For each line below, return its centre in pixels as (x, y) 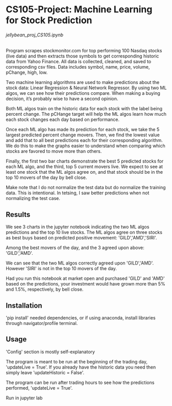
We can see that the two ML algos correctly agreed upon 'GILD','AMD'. (80, 263)
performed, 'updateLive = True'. (39, 388)
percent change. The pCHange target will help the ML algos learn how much (86, 114)
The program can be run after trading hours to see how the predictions (80, 382)
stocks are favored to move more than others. (54, 151)
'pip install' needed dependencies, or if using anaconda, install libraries (81, 318)
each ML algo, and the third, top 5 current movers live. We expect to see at (84, 167)
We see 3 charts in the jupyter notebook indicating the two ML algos (78, 227)
